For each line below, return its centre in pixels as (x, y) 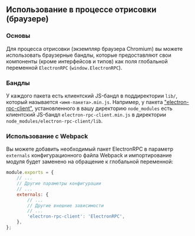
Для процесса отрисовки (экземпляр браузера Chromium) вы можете (95, 49)
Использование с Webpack (47, 136)
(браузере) (27, 19)
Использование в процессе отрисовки (81, 10)
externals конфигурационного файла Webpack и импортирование (89, 156)
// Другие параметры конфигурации (59, 184)
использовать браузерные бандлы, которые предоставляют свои (89, 55)
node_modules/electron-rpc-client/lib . (54, 121)
